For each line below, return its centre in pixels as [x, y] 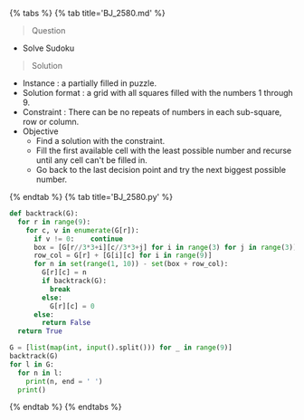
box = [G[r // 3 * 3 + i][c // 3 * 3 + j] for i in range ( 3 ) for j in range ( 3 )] [165, 247]
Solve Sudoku [48, 48]
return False [66, 323]
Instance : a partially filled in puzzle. [89, 83]
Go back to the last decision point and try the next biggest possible [161, 170]
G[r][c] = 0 [72, 306]
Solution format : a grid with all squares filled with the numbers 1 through [158, 93]
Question [48, 30]
